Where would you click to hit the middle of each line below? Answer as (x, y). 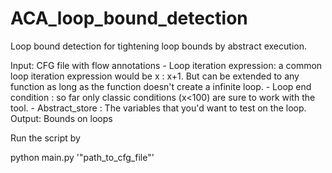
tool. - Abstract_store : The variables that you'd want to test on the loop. (158, 108)
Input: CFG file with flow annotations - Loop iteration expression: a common (166, 65)
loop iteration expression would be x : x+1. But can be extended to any (155, 76)
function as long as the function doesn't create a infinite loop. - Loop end (161, 86)
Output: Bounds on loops (61, 118)
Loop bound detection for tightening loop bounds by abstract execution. (158, 46)
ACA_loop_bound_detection (129, 18)
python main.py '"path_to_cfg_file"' (82, 157)
